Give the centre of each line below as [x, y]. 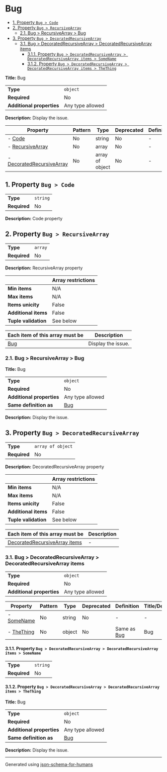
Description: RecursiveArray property [44, 268]
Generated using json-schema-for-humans [49, 765]
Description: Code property [34, 218]
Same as [125, 628]
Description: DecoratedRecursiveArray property [55, 467]
